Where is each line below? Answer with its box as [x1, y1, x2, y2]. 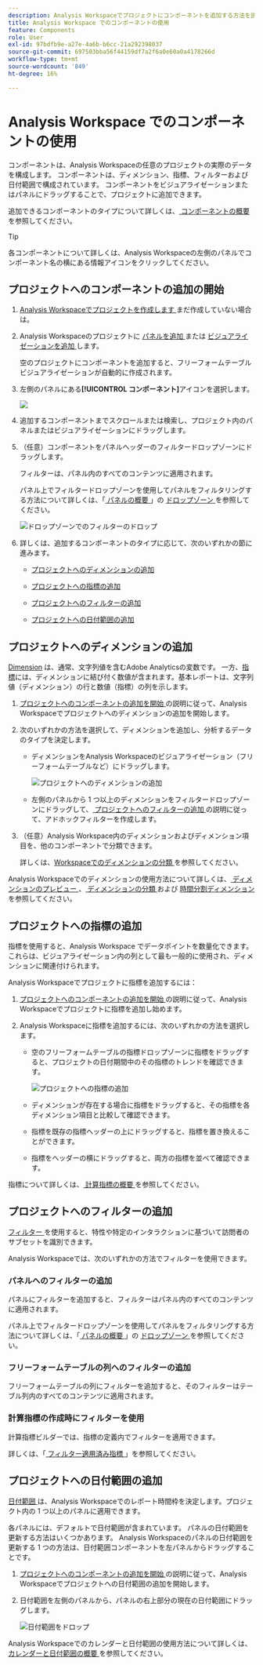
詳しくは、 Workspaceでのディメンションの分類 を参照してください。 [19, 858, 243, 867]
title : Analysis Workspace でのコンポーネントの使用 [8, 19, 170, 27]
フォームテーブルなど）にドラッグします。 [38, 762, 175, 771]
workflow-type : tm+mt [8, 56, 79, 64]
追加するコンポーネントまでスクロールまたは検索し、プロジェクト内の [19, 416, 247, 425]
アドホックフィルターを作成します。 [44, 814, 161, 824]
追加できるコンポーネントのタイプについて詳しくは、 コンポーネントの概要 [8, 206, 250, 216]
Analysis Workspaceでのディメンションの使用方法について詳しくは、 [8, 874, 231, 884]
